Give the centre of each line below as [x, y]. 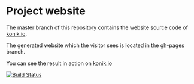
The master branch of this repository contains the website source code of [97, 27]
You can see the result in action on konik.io [59, 63]
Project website [46, 11]
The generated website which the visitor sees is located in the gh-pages [95, 45]
